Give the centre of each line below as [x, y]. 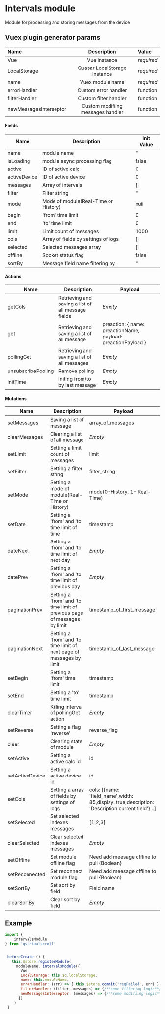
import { [14, 935]
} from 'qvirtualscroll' [30, 944]
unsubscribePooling [31, 371]
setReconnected [27, 874]
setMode [18, 495]
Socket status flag [63, 255]
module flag [64, 878]
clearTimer [20, 713]
